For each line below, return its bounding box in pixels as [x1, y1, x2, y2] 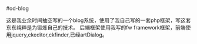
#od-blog [6, 5, 29, 12]
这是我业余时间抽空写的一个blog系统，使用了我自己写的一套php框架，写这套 [6, 17, 191, 24]
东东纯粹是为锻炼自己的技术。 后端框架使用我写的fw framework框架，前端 [6, 24, 186, 31]
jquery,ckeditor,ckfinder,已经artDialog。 [11, 31, 108, 38]
